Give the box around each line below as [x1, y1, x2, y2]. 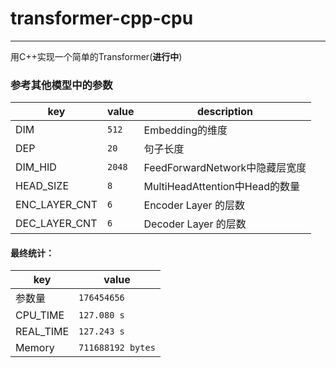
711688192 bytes [78, 342, 156, 354]
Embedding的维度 [143, 123, 228, 137]
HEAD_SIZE [15, 179, 69, 193]
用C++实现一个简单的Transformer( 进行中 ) [10, 50, 183, 62]
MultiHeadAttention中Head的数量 [143, 180, 300, 194]
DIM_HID [15, 160, 57, 174]
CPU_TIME [15, 308, 65, 322]
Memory [15, 341, 55, 355]
